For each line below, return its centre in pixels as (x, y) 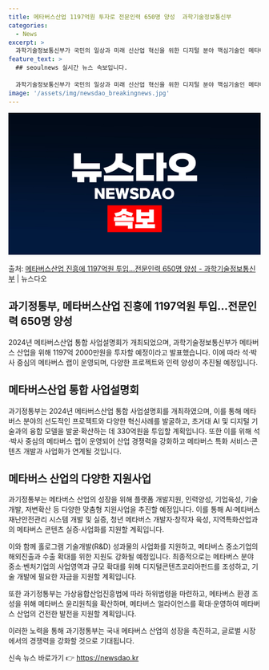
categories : (28, 25)
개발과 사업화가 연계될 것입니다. (72, 451)
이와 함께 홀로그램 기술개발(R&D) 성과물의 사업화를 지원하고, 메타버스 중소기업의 (133, 546)
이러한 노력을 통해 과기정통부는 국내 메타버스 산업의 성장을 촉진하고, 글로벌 (125, 631)
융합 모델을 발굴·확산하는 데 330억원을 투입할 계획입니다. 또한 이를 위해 (141, 431)
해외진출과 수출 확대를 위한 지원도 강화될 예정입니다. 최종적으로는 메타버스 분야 (131, 557)
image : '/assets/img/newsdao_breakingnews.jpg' (89, 93)
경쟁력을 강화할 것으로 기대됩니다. (82, 641)
